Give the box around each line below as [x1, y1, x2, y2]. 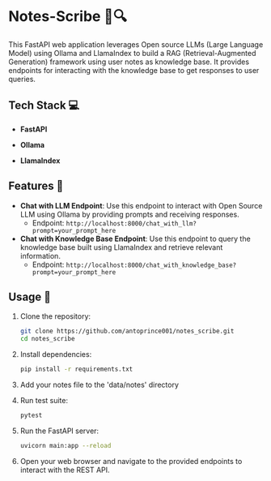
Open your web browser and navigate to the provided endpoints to [19, 456, 243, 466]
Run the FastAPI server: [19, 426, 100, 436]
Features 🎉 [8, 179, 64, 193]
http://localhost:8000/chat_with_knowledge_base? [66, 261, 237, 269]
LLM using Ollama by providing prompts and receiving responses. [19, 209, 240, 219]
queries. [8, 74, 36, 84]
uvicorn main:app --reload [19, 441, 112, 449]
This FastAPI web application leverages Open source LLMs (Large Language [8, 39, 264, 49]
